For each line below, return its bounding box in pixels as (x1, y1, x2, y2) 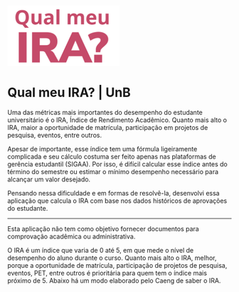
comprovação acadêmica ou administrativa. (7, 232, 136, 241)
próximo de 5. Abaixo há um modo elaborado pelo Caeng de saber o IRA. (7, 276, 221, 285)
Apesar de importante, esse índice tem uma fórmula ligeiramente (7, 145, 198, 153)
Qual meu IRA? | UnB (7, 84, 132, 101)
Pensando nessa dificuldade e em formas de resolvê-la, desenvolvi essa (7, 189, 220, 198)
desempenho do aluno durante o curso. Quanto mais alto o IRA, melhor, (7, 253, 217, 262)
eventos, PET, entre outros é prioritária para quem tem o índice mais (7, 269, 208, 278)
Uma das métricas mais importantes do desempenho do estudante (7, 109, 203, 117)
